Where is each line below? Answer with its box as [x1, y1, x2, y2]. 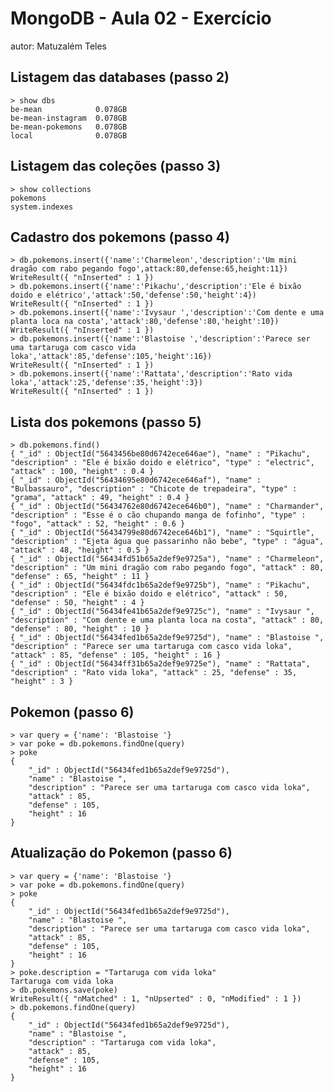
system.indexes [10, 202, 74, 212]
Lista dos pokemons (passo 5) [10, 413, 202, 431]
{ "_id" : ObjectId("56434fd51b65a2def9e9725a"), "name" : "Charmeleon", [10, 554, 325, 564]
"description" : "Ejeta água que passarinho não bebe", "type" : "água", [10, 537, 325, 547]
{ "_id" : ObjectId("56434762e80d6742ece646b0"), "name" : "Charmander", [10, 502, 325, 512]
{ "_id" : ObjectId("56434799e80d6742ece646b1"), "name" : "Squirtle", [10, 528, 315, 538]
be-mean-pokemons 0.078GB [10, 122, 128, 132]
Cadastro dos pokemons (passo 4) [10, 228, 230, 246]
